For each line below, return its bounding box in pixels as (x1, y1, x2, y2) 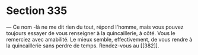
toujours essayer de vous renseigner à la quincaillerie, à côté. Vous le (6, 29, 176, 36)
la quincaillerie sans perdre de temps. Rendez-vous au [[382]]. (6, 42, 159, 49)
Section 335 (6, 4, 68, 18)
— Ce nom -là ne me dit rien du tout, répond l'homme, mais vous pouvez (6, 23, 184, 30)
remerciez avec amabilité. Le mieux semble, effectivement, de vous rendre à (6, 36, 193, 43)
